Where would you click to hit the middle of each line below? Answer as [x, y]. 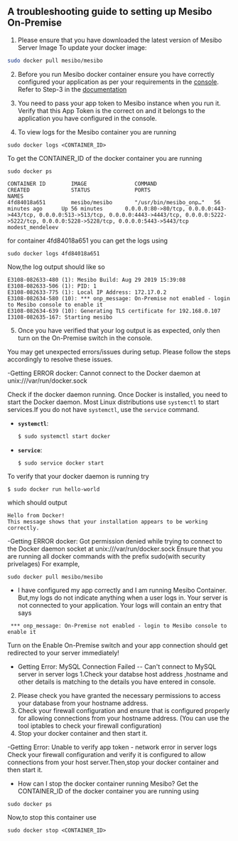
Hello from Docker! [36, 516]
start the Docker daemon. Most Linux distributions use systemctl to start [113, 402]
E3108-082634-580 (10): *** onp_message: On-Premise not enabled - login [119, 298]
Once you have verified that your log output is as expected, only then [119, 330]
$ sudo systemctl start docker [64, 436]
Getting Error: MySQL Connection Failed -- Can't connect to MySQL [117, 667]
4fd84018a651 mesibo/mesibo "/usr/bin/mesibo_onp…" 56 [114, 202]
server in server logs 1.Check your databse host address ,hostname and [123, 675]
